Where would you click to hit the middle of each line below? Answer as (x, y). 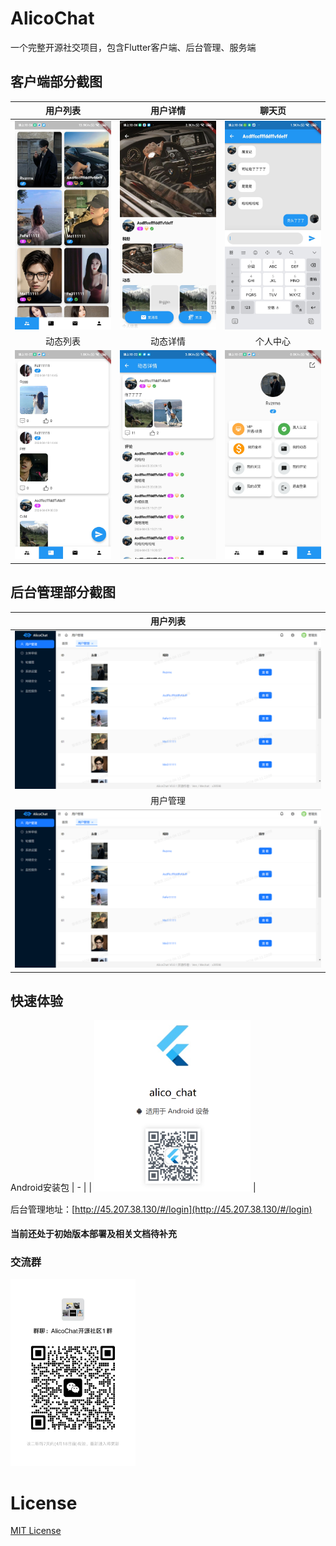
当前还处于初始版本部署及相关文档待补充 (93, 1234)
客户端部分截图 (56, 82)
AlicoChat (52, 18)
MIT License (36, 1531)
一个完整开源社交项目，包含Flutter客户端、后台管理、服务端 (133, 47)
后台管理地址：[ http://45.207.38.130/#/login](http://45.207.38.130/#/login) (161, 1209)
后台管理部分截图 (63, 592)
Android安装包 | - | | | (133, 1188)
